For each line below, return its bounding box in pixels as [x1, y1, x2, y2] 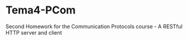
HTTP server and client [5, 29, 62, 36]
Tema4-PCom [5, 4, 76, 17]
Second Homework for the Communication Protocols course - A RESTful [5, 23, 183, 30]
